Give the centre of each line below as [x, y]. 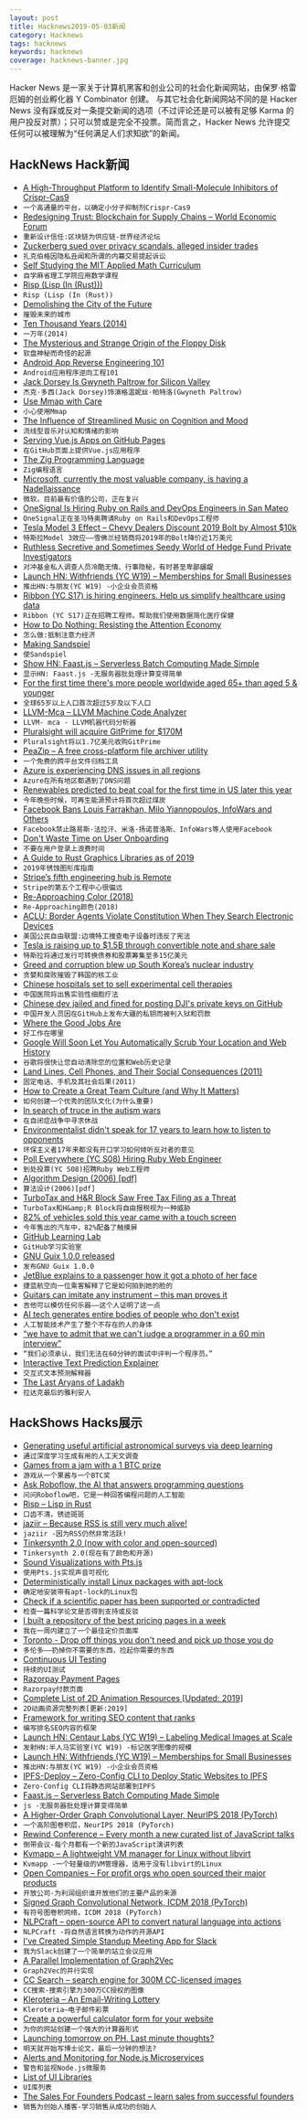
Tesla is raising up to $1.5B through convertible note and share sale [149, 945]
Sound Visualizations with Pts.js [83, 1562]
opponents [43, 1139]
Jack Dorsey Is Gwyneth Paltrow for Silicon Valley [116, 381]
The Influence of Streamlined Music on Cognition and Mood [135, 421]
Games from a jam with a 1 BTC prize [92, 1464]
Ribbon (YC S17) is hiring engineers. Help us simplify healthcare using [154, 595]
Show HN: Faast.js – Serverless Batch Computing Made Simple [141, 663]
